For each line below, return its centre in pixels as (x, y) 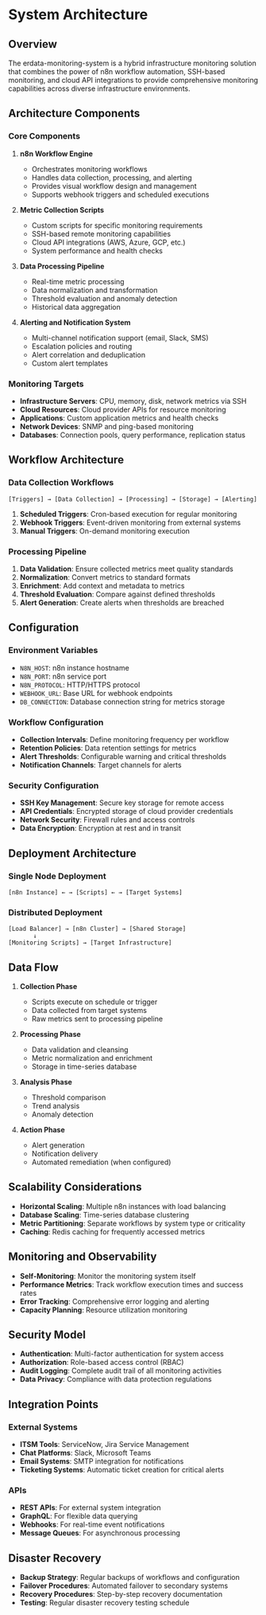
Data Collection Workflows (61, 483)
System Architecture (78, 15)
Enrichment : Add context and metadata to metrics (102, 585)
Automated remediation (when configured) (101, 1162)
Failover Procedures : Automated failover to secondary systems (124, 1586)
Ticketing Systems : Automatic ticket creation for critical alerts (122, 1470)
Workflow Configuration (56, 722)
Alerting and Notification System (75, 322)
